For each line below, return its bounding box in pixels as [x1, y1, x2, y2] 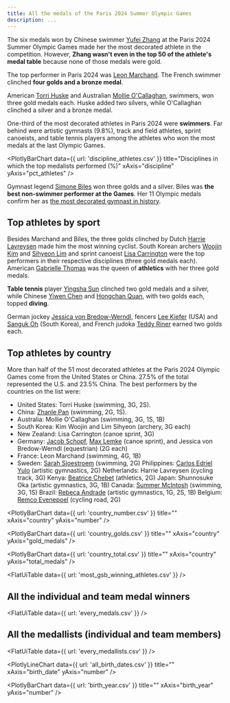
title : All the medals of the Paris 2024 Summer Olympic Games [7, 10, 192, 17]
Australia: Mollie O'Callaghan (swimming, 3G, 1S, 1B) [16, 415, 165, 423]
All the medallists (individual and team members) [7, 629, 222, 640]
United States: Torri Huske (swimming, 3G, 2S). [16, 401, 151, 409]
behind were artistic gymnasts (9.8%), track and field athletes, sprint [7, 126, 201, 135]
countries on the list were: [7, 388, 81, 396]
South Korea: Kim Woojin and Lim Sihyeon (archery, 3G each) [16, 423, 191, 431]
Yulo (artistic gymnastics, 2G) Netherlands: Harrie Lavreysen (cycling [16, 467, 214, 475]
